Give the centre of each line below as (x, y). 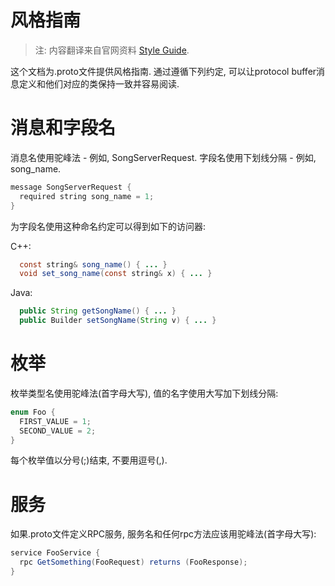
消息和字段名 (63, 128)
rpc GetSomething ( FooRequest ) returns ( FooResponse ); (133, 562)
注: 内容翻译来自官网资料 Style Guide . (112, 50)
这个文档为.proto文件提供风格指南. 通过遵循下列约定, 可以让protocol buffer (163, 71)
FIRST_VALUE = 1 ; (55, 421)
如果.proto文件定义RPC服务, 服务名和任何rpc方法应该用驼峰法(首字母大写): (163, 534)
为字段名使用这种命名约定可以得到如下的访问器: (108, 226)
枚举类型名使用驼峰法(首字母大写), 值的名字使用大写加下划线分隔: (144, 393)
